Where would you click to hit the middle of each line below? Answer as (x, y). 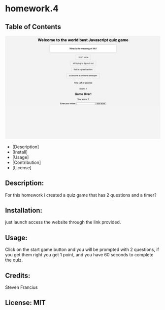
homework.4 (32, 9)
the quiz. (14, 260)
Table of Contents (33, 27)
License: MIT (25, 303)
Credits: (18, 275)
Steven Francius (21, 287)
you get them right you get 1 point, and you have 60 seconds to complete (79, 255)
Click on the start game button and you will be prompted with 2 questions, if (82, 249)
